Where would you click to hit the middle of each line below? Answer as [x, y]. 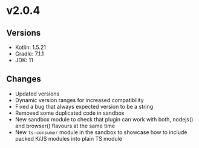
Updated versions [37, 94]
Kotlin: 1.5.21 [31, 47]
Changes [24, 79]
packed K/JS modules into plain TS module [69, 138]
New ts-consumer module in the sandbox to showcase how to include [101, 132]
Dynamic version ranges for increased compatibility [79, 100]
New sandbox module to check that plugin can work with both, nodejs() [104, 119]
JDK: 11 [24, 60]
